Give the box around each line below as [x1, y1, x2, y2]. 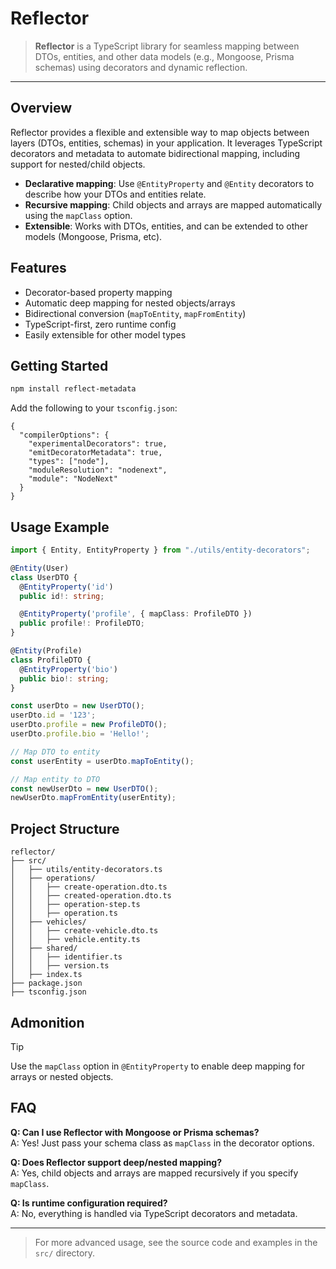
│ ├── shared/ [10, 943, 78, 954]
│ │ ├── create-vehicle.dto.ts [10, 926, 159, 936]
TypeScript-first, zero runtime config [24, 318, 177, 330]
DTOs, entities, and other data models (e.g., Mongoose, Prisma [34, 50, 295, 62]
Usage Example [10, 518, 110, 536]
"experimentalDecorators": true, [28, 439, 168, 449]
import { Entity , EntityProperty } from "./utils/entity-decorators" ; [10, 545, 311, 556]
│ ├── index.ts [10, 970, 83, 980]
